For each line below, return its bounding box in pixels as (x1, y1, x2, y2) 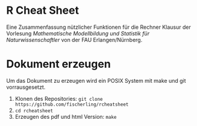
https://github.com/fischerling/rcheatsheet (14, 101, 129, 107)
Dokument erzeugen (6, 58, 111, 71)
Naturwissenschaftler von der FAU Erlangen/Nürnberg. (6, 36, 143, 43)
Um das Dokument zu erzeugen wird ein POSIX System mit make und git (6, 77, 186, 84)
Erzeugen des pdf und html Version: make (14, 113, 117, 120)
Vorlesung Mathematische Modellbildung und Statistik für (6, 29, 149, 37)
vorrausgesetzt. (6, 83, 46, 91)
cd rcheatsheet (14, 107, 54, 114)
